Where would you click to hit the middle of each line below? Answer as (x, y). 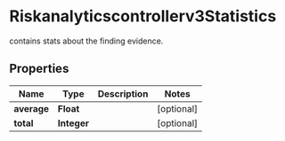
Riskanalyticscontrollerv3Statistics (143, 16)
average (32, 108)
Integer (73, 123)
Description (123, 93)
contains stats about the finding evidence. (86, 41)
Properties (39, 69)
